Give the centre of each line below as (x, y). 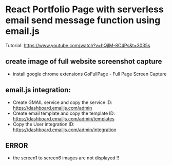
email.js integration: (38, 90)
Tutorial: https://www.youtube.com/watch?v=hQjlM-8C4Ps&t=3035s (78, 45)
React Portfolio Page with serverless (85, 9)
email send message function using (83, 20)
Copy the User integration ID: (44, 124)
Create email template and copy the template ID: (64, 113)
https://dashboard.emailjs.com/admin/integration (64, 130)
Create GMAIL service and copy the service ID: (62, 102)
